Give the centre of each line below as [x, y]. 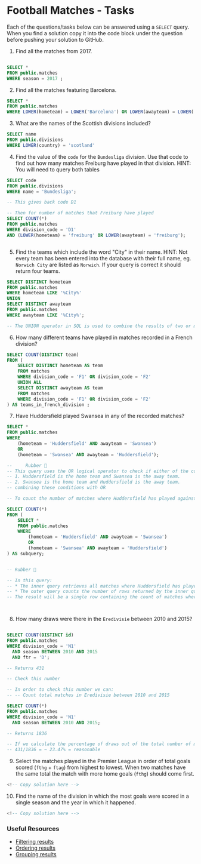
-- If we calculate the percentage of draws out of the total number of [99, 744]
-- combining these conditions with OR [56, 488]
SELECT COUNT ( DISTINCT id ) [40, 635]
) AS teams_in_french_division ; [48, 405]
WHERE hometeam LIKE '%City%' [44, 293]
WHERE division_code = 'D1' [42, 230]
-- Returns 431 [26, 668]
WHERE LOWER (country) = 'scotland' [51, 145]
